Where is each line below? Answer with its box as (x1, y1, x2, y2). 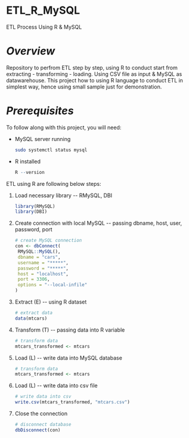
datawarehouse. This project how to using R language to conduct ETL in (6, 76, 184, 84)
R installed (14, 158, 41, 165)
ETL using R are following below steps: (6, 180, 101, 187)
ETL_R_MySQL (6, 4, 80, 17)
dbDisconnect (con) (14, 427, 61, 433)
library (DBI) (14, 209, 48, 215)
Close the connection (14, 410, 67, 417)
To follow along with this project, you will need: (6, 124, 122, 131)
